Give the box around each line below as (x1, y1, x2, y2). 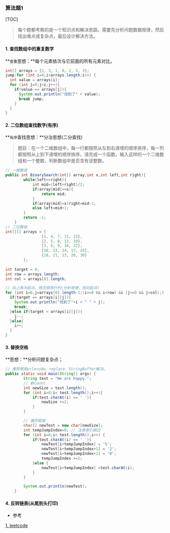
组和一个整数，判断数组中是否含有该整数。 (17, 158, 107, 164)
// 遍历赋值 (23, 418, 46, 423)
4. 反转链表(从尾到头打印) (5, 500, 59, 506)
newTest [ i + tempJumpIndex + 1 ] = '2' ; (41, 446, 116, 452)
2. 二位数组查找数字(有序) (5, 122, 58, 128)
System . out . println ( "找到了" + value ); (18, 91, 101, 97)
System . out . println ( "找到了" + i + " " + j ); (14, 300, 105, 305)
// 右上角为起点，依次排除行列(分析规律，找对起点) (5, 286, 100, 291)
